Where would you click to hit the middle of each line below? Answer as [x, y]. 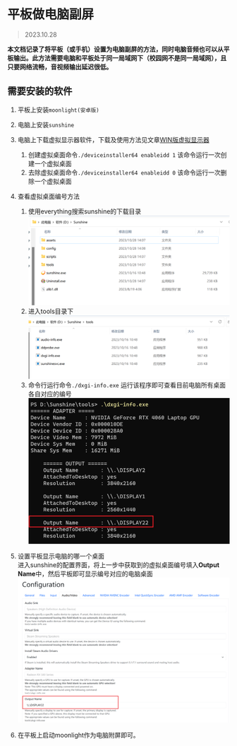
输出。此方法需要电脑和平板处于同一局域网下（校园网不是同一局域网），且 [120, 58]
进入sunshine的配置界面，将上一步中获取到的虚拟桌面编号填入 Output [119, 565]
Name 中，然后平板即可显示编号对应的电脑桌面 [85, 573]
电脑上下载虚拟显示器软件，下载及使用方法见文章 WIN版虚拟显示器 [113, 139]
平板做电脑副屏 [51, 14]
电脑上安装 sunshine [46, 124]
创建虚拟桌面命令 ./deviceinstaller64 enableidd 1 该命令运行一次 [124, 155]
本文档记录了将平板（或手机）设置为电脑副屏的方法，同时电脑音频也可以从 [115, 49]
